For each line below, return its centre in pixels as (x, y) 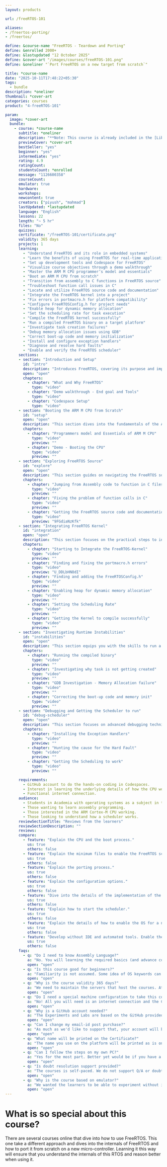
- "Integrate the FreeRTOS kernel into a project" (77, 295)
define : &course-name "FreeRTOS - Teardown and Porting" (65, 46)
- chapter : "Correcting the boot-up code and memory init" (90, 697)
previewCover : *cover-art (45, 142)
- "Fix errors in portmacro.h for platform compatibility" (85, 299)
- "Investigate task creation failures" (65, 327)
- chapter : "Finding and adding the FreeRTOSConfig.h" (85, 577)
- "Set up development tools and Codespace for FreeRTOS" (84, 262)
